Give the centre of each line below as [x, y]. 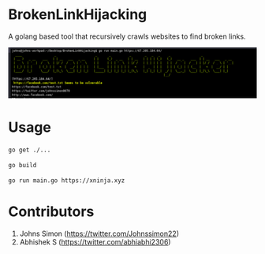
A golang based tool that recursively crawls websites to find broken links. [127, 36]
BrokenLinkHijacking [78, 15]
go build [22, 165]
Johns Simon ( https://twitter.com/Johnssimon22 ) [99, 233]
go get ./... [30, 150]
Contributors [51, 211]
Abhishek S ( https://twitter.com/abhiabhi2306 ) [95, 241]
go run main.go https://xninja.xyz [67, 180]
